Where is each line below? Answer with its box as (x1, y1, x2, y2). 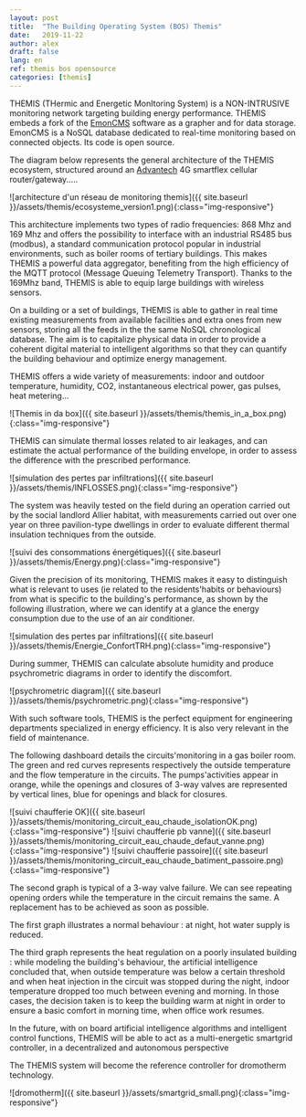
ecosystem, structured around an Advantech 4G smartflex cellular (9, 163, 259, 174)
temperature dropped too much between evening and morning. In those (9, 985, 280, 996)
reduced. (9, 929, 44, 940)
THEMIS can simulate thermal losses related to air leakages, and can (9, 435, 268, 446)
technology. (9, 1070, 55, 1080)
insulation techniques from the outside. (9, 529, 157, 540)
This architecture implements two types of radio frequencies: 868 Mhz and (9, 218, 292, 229)
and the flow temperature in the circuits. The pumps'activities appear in (9, 769, 279, 780)
